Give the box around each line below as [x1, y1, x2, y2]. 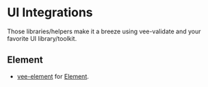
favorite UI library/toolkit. [7, 34, 77, 42]
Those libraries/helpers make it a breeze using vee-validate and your [7, 27, 201, 35]
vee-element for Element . [16, 72, 89, 80]
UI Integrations [7, 5, 94, 20]
